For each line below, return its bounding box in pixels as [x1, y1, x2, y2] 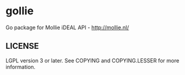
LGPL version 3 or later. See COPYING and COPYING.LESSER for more [5, 57, 180, 64]
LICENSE [5, 41, 40, 51]
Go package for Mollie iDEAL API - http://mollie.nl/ [5, 24, 129, 31]
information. [5, 63, 36, 70]
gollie [5, 4, 34, 18]
